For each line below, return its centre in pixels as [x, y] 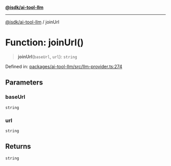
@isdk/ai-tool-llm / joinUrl [32, 22]
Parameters [24, 83]
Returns [18, 146]
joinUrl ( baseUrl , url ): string [47, 57]
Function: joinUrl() [45, 43]
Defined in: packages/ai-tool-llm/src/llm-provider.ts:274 [64, 66]
